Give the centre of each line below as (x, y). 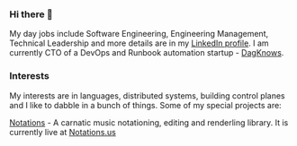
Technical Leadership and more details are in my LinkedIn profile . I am (139, 43)
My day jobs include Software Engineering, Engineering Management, (139, 34)
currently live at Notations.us (63, 132)
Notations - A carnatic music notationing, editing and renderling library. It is (149, 122)
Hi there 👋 (31, 14)
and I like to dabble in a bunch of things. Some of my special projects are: (145, 105)
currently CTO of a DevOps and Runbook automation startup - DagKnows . (147, 53)
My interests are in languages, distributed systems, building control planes (147, 95)
